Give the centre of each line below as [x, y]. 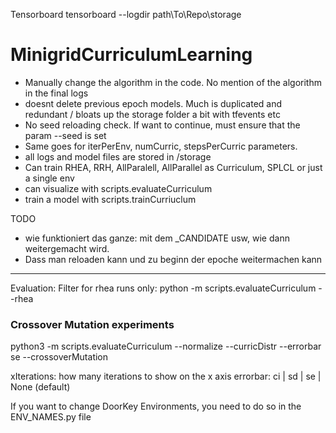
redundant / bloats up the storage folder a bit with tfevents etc [152, 114]
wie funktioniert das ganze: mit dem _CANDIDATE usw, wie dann [157, 238]
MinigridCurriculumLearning [131, 55]
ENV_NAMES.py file [51, 417]
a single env [49, 178]
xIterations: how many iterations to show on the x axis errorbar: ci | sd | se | [166, 376]
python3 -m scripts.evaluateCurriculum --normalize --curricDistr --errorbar [166, 346]
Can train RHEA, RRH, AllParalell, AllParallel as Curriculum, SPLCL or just [173, 167]
